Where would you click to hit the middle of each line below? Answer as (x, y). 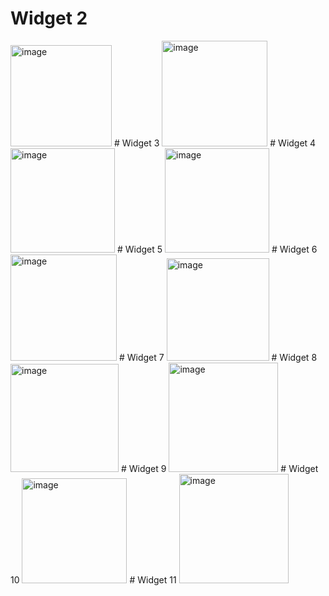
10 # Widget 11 (93, 579)
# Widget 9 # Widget (219, 468)
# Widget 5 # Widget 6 (217, 249)
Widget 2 (49, 18)
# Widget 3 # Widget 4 (215, 143)
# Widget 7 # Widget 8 (218, 357)
